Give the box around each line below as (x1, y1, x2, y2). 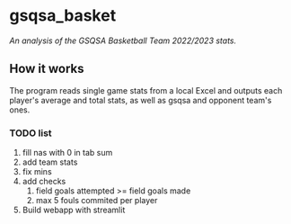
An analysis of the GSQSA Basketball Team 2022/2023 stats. (9, 35, 237, 46)
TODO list (9, 127, 52, 139)
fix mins (22, 166, 52, 177)
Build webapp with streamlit (22, 204, 126, 216)
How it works (9, 61, 84, 76)
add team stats (22, 157, 78, 167)
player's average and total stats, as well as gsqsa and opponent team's (9, 94, 272, 105)
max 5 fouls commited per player (35, 195, 158, 206)
